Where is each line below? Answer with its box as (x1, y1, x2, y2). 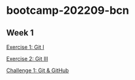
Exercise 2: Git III (6, 55, 48, 62)
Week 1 (6, 28, 34, 38)
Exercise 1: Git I (6, 43, 44, 51)
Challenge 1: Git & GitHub (6, 67, 69, 74)
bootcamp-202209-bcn (6, 4, 130, 17)
